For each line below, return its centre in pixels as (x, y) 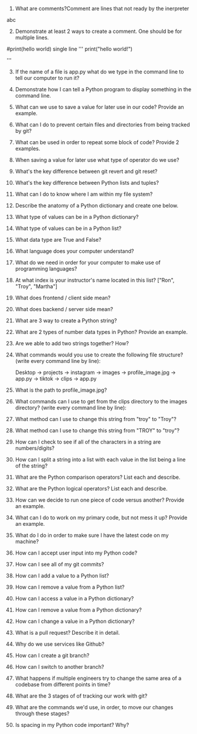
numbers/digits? (35, 448)
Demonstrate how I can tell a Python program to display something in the (103, 89)
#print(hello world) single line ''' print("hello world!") (69, 49)
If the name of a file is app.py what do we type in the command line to (99, 72)
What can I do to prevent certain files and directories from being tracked (102, 125)
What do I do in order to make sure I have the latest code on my (92, 535)
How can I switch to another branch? (60, 667)
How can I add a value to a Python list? (62, 575)
